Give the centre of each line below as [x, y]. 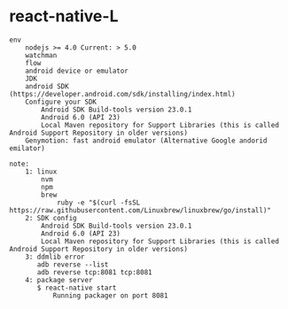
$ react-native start [77, 288]
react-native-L [64, 16]
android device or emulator [77, 71]
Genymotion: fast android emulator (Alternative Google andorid [146, 140]
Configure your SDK [61, 102]
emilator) [27, 148]
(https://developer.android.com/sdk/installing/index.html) [123, 94]
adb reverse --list [73, 264]
